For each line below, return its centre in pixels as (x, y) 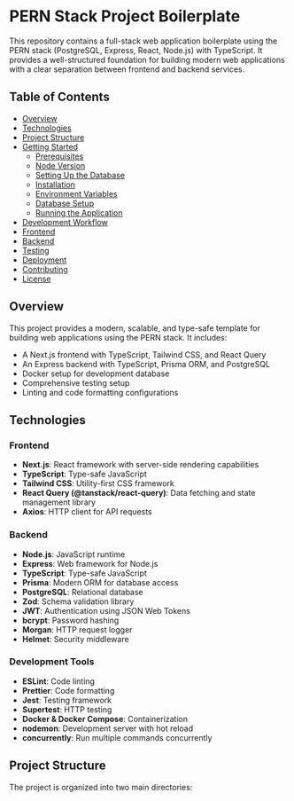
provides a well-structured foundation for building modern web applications (147, 59)
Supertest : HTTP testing (67, 709)
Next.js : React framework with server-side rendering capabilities (140, 465)
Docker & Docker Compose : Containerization (105, 719)
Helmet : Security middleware (76, 639)
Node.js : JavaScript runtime (73, 554)
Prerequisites (59, 156)
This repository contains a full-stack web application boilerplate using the (143, 41)
